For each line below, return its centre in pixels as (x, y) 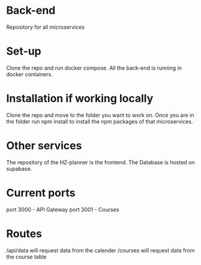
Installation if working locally (80, 99)
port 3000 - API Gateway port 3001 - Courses (63, 209)
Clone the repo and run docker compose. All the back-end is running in (94, 68)
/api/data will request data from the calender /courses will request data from (100, 250)
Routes (24, 234)
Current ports (41, 193)
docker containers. (29, 74)
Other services (44, 146)
